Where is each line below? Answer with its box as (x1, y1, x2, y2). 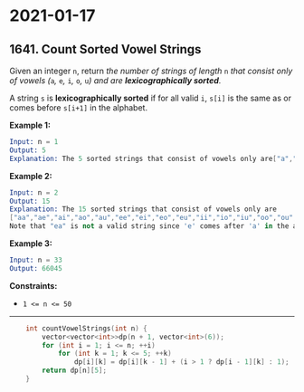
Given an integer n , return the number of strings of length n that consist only (9, 65, 293, 76)
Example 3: (9, 238, 52, 249)
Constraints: (9, 280, 58, 291)
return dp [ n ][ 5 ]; (42, 366, 107, 376)
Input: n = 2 (9, 187, 59, 197)
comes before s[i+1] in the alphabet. (9, 102, 147, 113)
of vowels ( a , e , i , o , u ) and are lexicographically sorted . (9, 75, 222, 86)
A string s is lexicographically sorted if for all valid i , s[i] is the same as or (9, 92, 292, 103)
